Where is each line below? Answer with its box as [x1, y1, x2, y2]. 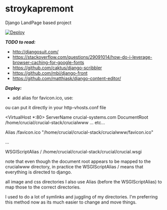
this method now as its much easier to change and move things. [5, 199, 137, 205]
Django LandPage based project [5, 20, 71, 26]
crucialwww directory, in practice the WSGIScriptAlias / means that [5, 163, 143, 169]
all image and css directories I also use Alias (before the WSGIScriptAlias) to [5, 178, 162, 184]
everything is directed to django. [5, 169, 72, 175]
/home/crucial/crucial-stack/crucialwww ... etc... [5, 119, 105, 125]
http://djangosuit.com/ [12, 49, 59, 55]
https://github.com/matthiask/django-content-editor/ [12, 75, 121, 81]
